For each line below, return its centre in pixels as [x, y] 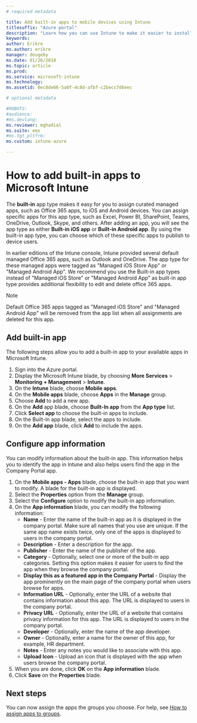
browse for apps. [44, 588]
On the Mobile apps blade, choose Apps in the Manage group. [91, 394]
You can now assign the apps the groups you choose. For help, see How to [97, 708]
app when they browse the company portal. [76, 569]
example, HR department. [54, 644]
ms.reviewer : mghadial [34, 125]
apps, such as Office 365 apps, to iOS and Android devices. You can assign [97, 210]
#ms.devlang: [22, 120]
